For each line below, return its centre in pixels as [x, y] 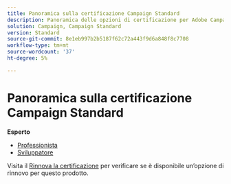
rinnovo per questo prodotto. [48, 173]
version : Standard [33, 33]
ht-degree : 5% [27, 58]
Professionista [37, 145]
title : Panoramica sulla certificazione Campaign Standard [93, 13]
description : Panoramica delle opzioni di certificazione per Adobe [107, 20]
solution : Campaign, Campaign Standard [64, 26]
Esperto [19, 132]
